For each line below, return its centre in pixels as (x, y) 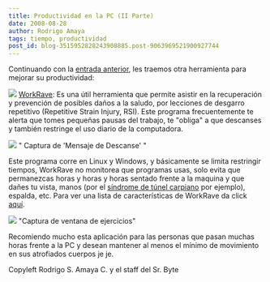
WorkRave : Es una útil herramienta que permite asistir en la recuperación (140, 95)
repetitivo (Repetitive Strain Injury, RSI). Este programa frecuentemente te (131, 112)
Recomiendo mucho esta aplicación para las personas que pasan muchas (132, 237)
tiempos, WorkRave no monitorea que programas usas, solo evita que (124, 170)
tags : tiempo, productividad (58, 38)
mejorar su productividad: (51, 78)
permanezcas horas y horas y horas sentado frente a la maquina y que (126, 178)
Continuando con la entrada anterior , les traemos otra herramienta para (128, 69)
